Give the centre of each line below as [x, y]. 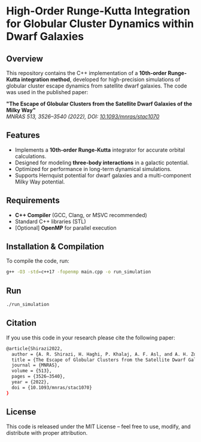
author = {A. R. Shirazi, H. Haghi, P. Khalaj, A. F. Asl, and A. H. [100, 354]
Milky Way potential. [40, 182]
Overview [25, 58]
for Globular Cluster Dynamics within [100, 24]
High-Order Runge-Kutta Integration [98, 11]
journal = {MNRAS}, [36, 365]
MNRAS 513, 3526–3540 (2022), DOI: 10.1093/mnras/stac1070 [83, 116]
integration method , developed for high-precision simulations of [100, 79]
